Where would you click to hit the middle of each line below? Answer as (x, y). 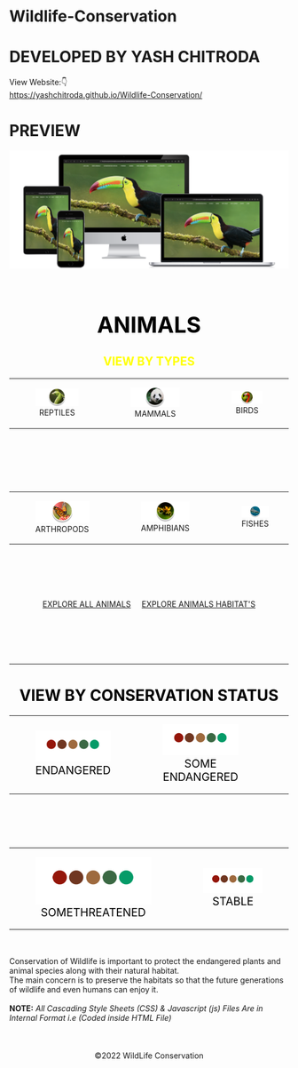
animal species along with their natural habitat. (94, 970)
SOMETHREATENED (93, 913)
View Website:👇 (39, 83)
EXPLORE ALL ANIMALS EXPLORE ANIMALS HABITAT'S (149, 604)
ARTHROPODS (62, 530)
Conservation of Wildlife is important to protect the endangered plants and (145, 960)
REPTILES (57, 413)
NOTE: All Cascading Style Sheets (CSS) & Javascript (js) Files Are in (136, 1008)
